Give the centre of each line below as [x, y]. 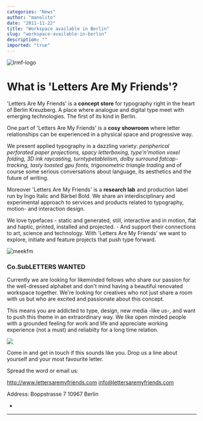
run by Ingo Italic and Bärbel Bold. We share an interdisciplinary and [91, 195]
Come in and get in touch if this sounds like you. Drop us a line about [92, 353]
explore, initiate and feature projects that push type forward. [81, 239]
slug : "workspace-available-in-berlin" [57, 34]
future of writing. [28, 177]
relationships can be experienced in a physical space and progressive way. [100, 134]
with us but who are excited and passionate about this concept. [86, 299]
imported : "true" [29, 46]
